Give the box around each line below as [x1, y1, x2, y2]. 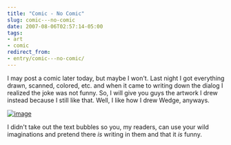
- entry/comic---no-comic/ [7, 55, 85, 62]
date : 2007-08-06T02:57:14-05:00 [7, 23, 103, 30]
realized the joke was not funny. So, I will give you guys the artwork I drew [7, 88, 219, 97]
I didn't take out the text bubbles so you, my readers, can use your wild [7, 122, 209, 131]
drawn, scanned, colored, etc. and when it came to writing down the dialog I [7, 81, 223, 90]
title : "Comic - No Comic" [7, 10, 85, 17]
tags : [7, 29, 23, 37]
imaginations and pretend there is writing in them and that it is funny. [7, 130, 202, 138]
